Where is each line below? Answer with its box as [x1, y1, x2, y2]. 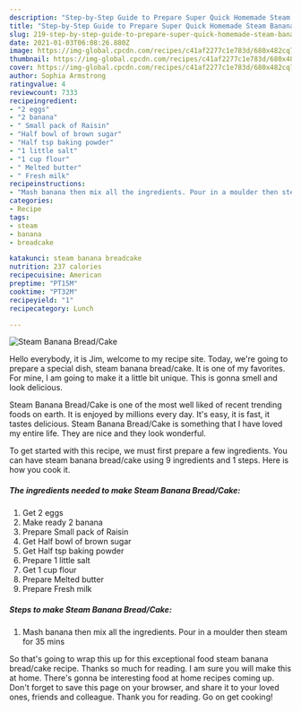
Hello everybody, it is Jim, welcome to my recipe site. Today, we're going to [9, 354, 288, 364]
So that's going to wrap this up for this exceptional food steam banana [9, 654, 269, 664]
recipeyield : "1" [9, 296, 74, 304]
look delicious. [9, 382, 63, 393]
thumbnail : [9, 55, 50, 64]
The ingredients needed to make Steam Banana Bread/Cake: [9, 484, 241, 495]
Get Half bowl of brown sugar [21, 536, 132, 547]
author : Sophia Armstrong [9, 72, 106, 81]
